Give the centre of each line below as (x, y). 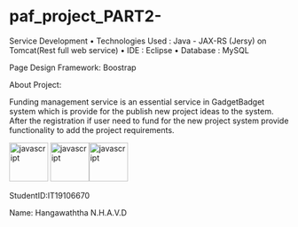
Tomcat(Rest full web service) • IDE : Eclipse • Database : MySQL (129, 50)
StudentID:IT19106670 (50, 195)
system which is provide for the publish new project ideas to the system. (141, 111)
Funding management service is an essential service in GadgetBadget (137, 102)
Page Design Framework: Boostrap (73, 67)
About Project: (35, 84)
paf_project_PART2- (86, 16)
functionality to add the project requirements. (92, 129)
